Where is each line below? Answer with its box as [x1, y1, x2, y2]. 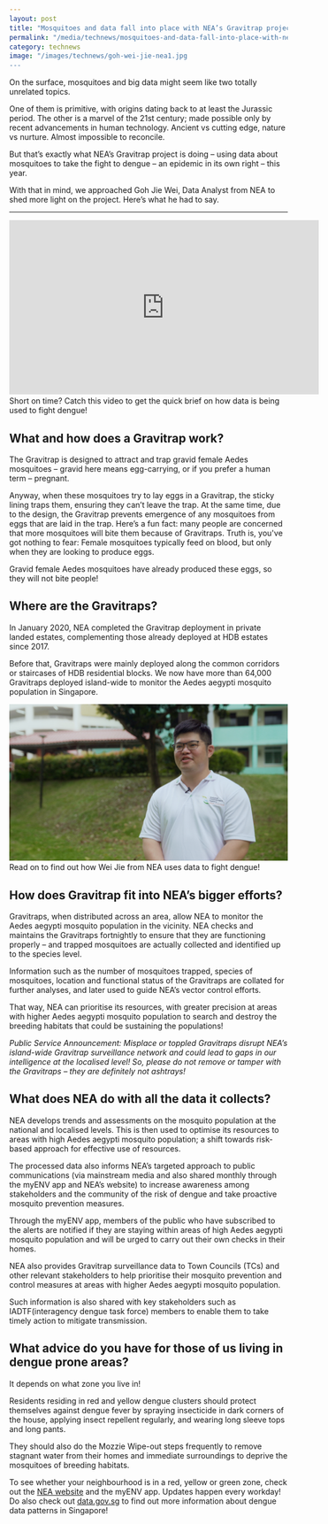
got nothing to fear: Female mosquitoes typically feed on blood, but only [9, 536, 272, 548]
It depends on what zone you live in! [9, 1378, 141, 1389]
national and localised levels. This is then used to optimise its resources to [9, 1124, 279, 1135]
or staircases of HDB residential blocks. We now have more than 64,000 [9, 667, 272, 678]
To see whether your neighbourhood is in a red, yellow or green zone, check [9, 1476, 287, 1487]
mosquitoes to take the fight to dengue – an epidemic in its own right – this [9, 158, 280, 169]
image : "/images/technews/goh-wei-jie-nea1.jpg [9, 51, 188, 61]
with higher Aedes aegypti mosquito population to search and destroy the [9, 1012, 278, 1022]
